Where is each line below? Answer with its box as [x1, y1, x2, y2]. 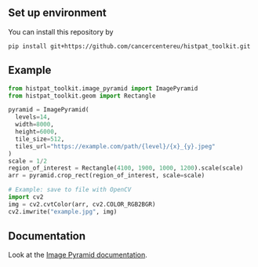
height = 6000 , [15, 128, 58, 136]
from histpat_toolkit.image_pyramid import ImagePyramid [8, 84, 198, 93]
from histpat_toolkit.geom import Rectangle [8, 92, 156, 100]
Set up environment [8, 6, 107, 20]
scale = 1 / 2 [8, 157, 47, 165]
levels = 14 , [15, 113, 51, 121]
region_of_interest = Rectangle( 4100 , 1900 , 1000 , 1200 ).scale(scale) [8, 164, 244, 172]
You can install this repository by [8, 27, 114, 36]
